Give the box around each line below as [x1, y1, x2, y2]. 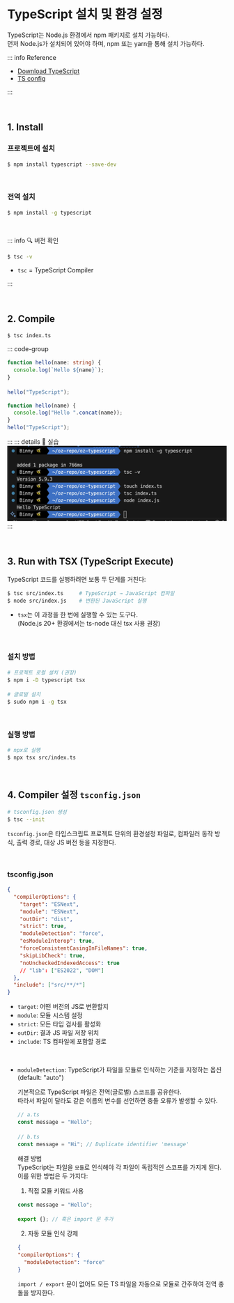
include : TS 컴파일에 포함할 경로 [17, 1038, 107, 1046]
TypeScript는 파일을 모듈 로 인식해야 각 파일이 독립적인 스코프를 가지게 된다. [17, 1163, 221, 1171]
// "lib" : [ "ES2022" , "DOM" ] [19, 966, 104, 974]
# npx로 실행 [7, 747, 40, 754]
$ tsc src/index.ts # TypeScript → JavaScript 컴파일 [7, 589, 175, 596]
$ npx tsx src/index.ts [7, 754, 77, 762]
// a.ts [17, 1111, 40, 1118]
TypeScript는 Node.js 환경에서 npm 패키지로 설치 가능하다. [7, 31, 170, 39]
